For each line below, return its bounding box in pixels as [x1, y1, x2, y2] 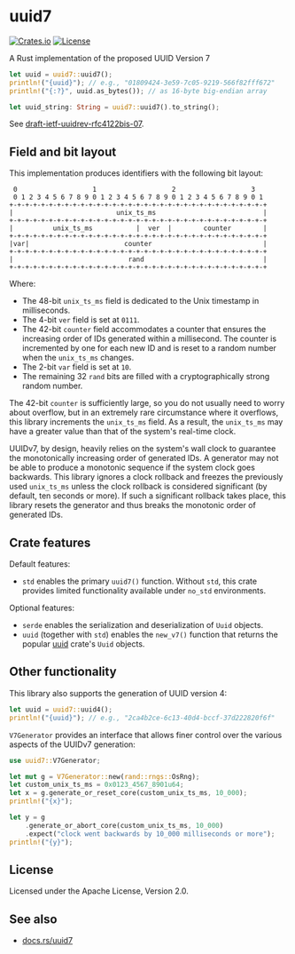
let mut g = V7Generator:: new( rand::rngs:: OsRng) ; [9, 772, 200, 781]
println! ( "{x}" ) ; [9, 797, 74, 806]
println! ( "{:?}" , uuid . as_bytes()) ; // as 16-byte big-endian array [9, 86, 268, 95]
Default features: [9, 559, 71, 569]
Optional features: [9, 602, 75, 614]
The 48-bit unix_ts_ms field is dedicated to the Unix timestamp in [21, 296, 260, 306]
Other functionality [9, 664, 117, 680]
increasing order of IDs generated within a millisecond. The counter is [21, 333, 277, 344]
